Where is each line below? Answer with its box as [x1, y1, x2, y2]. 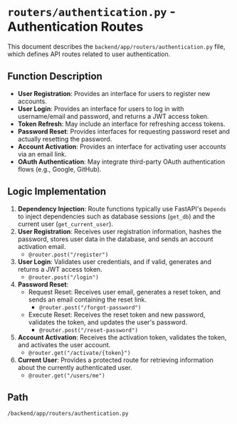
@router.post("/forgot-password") [38, 304, 142, 311]
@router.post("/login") [28, 274, 100, 281]
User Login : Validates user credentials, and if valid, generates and [17, 257, 211, 266]
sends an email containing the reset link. [28, 295, 147, 304]
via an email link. [17, 149, 67, 158]
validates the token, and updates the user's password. [28, 317, 188, 327]
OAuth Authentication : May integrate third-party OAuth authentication [17, 157, 226, 166]
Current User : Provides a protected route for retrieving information [17, 356, 214, 364]
